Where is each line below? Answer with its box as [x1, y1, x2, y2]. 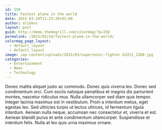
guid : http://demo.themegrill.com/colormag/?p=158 [5, 30, 110, 34]
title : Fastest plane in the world [5, 12, 77, 16]
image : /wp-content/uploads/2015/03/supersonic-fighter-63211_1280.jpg [5, 52, 153, 57]
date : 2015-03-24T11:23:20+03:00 [5, 16, 73, 21]
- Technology [9, 70, 36, 75]
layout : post [5, 25, 32, 30]
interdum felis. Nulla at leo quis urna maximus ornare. [5, 119, 112, 125]
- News [9, 66, 23, 71]
